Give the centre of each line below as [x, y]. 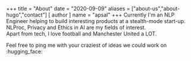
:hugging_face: [24, 52]
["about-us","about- [156, 9]
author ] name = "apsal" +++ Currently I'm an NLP [113, 15]
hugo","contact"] [27, 15]
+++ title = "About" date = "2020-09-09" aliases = [68, 9]
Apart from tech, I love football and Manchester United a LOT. [82, 34]
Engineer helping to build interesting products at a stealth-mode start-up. [96, 21]
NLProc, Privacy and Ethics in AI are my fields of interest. [76, 27]
